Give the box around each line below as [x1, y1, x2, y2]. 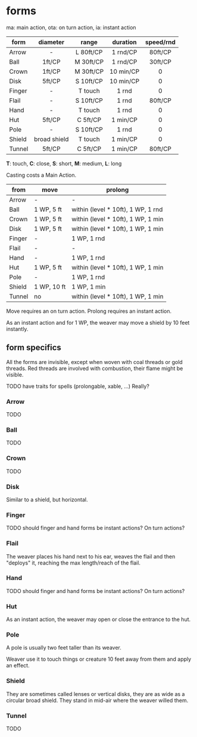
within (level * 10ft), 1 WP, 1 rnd [71, 205, 163, 214]
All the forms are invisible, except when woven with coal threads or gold [6, 358, 183, 365]
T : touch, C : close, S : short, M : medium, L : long [6, 159, 122, 167]
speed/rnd [145, 37, 176, 46]
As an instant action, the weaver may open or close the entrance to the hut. [6, 616, 191, 623]
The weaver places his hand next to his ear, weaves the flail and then [6, 553, 176, 560]
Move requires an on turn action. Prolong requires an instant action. [6, 308, 172, 315]
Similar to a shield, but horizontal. [6, 495, 88, 503]
